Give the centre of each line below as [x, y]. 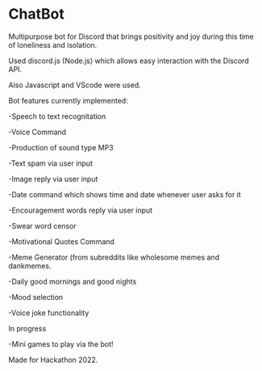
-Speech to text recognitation [57, 116]
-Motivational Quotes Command [62, 241]
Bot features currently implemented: [69, 100]
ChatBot [36, 14]
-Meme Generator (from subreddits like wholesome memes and [114, 257]
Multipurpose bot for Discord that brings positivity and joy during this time [131, 36]
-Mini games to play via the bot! [61, 344]
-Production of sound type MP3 [61, 147]
